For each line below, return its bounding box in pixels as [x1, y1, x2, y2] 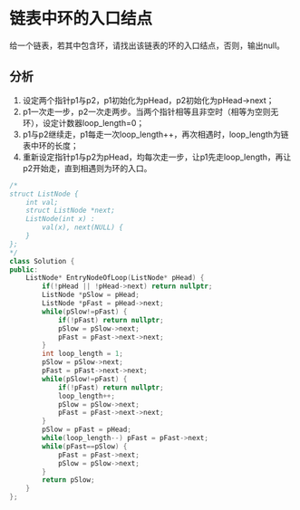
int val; [25, 197, 59, 207]
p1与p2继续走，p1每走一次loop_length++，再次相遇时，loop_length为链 [22, 129, 289, 140]
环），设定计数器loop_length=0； [22, 117, 145, 128]
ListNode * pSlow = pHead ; [42, 291, 140, 300]
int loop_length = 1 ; [42, 350, 124, 359]
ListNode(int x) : [25, 215, 95, 224]
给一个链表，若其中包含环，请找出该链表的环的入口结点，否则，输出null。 [9, 40, 285, 51]
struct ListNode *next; [25, 206, 116, 216]
